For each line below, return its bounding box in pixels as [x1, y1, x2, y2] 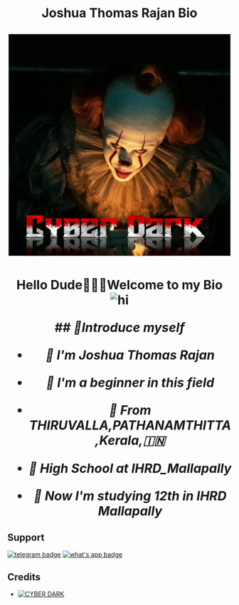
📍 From [109, 402, 152, 419]
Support [7, 531, 45, 543]
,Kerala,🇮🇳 [95, 432, 166, 449]
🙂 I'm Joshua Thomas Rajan [45, 347, 215, 363]
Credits [7, 571, 41, 583]
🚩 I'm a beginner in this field [46, 375, 215, 391]
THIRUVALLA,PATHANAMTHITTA [28, 417, 231, 434]
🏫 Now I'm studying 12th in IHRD [33, 488, 227, 504]
